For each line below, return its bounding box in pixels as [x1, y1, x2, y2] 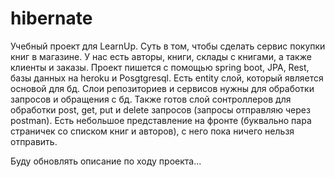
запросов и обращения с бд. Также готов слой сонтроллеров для [10, 93, 292, 105]
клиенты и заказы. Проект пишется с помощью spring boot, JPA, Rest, [10, 61, 310, 73]
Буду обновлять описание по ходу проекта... [10, 155, 202, 167]
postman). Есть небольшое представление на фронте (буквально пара [10, 114, 312, 126]
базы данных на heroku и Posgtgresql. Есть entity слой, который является [10, 72, 324, 84]
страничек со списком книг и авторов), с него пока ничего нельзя [10, 125, 295, 137]
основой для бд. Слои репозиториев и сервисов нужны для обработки [10, 82, 315, 94]
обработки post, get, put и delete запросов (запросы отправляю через [10, 103, 311, 116]
